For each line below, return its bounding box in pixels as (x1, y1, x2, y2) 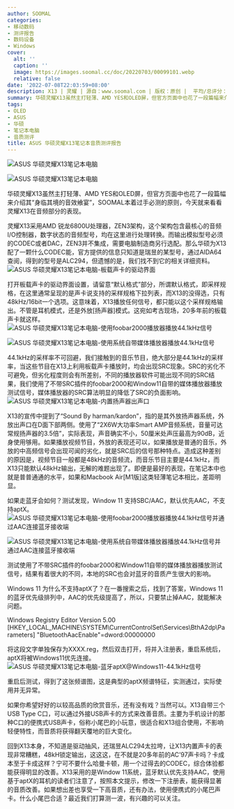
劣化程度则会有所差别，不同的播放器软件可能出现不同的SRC (37, 371, 209, 379)
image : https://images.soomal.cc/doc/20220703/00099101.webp (13, 68, 195, 75)
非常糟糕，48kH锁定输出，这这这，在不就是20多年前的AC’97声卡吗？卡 (13, 750, 219, 759)
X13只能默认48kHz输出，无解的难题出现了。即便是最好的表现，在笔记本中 (7, 464, 220, 473)
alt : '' (13, 56, 36, 63)
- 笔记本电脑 (7, 127, 40, 134)
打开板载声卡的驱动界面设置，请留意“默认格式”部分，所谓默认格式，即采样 (7, 280, 221, 289)
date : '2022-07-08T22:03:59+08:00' (7, 82, 111, 89)
